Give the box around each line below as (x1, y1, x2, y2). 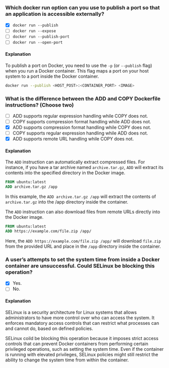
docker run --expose (12, 28, 56, 34)
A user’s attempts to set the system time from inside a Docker (5, 256, 160, 263)
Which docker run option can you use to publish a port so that (5, 4, 160, 11)
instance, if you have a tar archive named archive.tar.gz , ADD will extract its (5, 164, 163, 171)
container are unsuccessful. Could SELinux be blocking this (5, 262, 155, 269)
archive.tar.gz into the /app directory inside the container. (5, 199, 129, 205)
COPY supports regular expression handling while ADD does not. (12, 130, 148, 136)
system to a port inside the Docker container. (5, 73, 99, 79)
